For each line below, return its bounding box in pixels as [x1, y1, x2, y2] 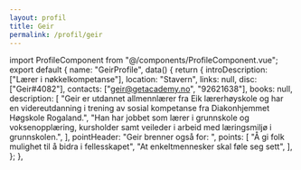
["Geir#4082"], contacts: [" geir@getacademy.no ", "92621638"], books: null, [9, 83, 293, 95]
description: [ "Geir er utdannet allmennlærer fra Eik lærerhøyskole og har [9, 93, 284, 104]
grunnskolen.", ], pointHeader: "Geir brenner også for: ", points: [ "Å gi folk [9, 132, 285, 143]
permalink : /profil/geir [9, 30, 103, 39]
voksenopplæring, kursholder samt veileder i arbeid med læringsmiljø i [9, 122, 272, 133]
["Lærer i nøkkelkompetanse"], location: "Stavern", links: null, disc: [9, 74, 258, 85]
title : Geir [9, 22, 54, 31]
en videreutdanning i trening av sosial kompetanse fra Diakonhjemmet [9, 103, 270, 114]
